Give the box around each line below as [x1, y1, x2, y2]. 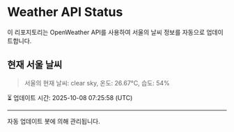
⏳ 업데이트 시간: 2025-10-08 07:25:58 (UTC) [7, 93, 133, 101]
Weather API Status [7, 4, 123, 20]
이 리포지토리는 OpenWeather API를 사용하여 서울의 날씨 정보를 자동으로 [7, 28, 205, 36]
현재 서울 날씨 [7, 59, 63, 71]
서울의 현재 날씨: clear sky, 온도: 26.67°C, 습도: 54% [24, 79, 171, 87]
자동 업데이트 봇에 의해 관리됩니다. [7, 117, 100, 125]
